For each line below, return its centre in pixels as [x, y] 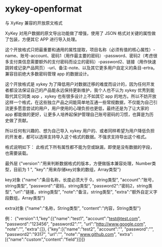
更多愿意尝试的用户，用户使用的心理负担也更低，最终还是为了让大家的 [79, 108]
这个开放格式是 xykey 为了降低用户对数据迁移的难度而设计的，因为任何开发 [80, 84]
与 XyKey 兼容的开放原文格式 [34, 23]
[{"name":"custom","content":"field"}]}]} [45, 239]
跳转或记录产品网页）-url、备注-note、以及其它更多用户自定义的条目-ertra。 [81, 68]
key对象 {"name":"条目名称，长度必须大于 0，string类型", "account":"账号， [81, 180]
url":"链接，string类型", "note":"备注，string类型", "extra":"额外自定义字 [86, 192]
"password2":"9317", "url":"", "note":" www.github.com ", [61, 234]
